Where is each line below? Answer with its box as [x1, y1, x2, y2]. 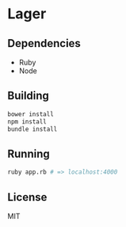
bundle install [7, 125, 58, 133]
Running [7, 147, 51, 160]
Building [7, 89, 49, 103]
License [7, 190, 48, 204]
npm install [7, 117, 47, 126]
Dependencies [7, 37, 81, 50]
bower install [7, 110, 55, 118]
